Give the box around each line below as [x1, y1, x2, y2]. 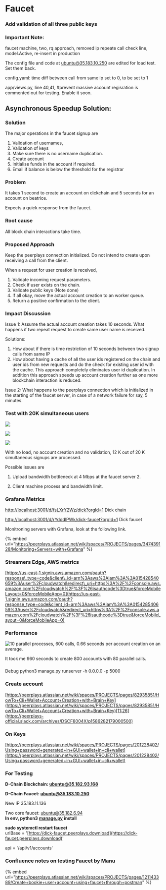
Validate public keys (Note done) [12, 287, 79, 293]
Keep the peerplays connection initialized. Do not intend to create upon [5, 252, 150, 258]
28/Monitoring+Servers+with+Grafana [5, 546, 83, 552]
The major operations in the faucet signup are [5, 130, 98, 136]
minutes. [5, 398, 23, 404]
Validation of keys [12, 145, 49, 151]
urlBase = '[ [5, 830, 29, 836]
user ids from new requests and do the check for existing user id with [12, 361, 154, 367]
